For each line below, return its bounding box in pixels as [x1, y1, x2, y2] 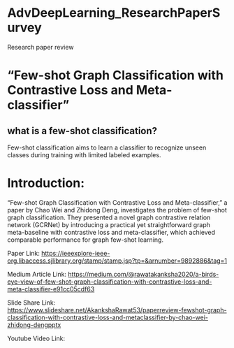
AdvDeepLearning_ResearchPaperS [7, 5, 221, 21]
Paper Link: [7, 249, 41, 257]
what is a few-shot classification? [7, 124, 158, 137]
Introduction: [7, 175, 85, 191]
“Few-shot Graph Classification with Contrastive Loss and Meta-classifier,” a [7, 198, 228, 207]
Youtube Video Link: [7, 334, 66, 342]
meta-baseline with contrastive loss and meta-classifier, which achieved [7, 228, 215, 236]
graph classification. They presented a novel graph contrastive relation [7, 213, 211, 222]
